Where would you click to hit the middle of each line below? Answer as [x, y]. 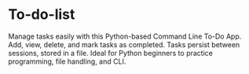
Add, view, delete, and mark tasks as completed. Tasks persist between [124, 44]
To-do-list [42, 15]
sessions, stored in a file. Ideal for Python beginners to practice [111, 53]
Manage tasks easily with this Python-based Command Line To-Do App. [125, 36]
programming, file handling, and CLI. [67, 61]
